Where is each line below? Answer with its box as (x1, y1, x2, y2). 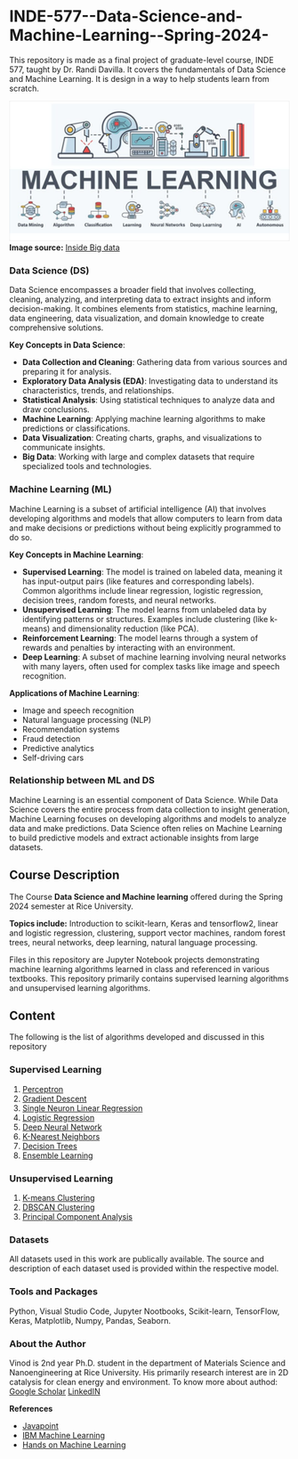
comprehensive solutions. (9, 322, 104, 333)
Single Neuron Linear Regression (21, 1102, 143, 1114)
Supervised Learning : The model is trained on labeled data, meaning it (21, 566, 283, 577)
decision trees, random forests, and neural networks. (21, 595, 216, 605)
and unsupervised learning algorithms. (9, 982, 151, 993)
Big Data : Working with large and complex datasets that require (21, 451, 255, 462)
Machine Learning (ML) (9, 483, 113, 496)
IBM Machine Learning (21, 1430, 105, 1440)
